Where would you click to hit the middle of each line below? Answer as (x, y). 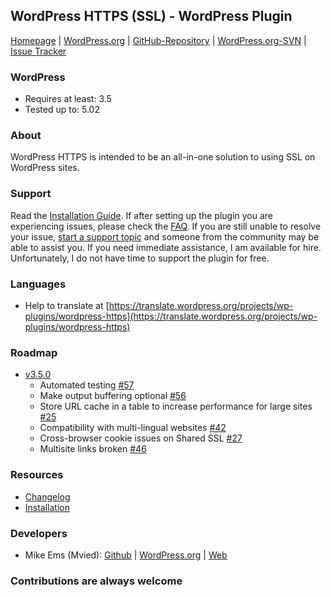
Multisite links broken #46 (93, 449)
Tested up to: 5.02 (62, 110)
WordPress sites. (45, 168)
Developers (39, 533)
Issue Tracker (38, 51)
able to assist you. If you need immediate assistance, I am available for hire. (166, 247)
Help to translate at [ (67, 305)
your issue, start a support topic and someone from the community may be (165, 236)
